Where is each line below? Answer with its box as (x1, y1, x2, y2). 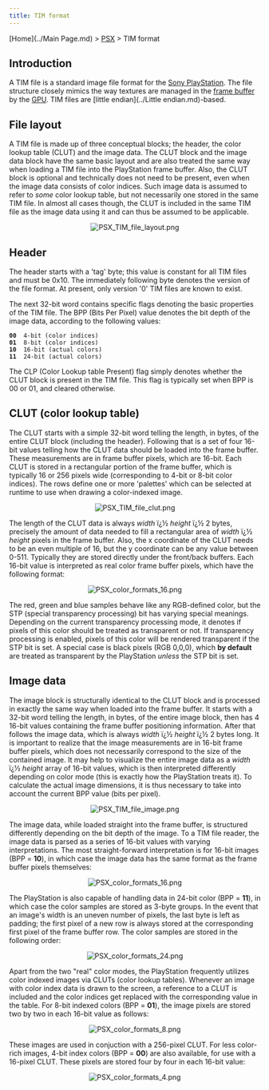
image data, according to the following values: (9, 316, 161, 326)
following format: (9, 569, 65, 579)
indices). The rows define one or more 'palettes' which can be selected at (9, 478, 252, 488)
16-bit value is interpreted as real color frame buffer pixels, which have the (9, 561, 254, 570)
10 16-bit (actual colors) (9, 346, 103, 354)
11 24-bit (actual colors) (9, 353, 103, 361)
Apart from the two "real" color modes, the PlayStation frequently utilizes (9, 966, 250, 976)
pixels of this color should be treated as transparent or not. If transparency (9, 625, 255, 635)
